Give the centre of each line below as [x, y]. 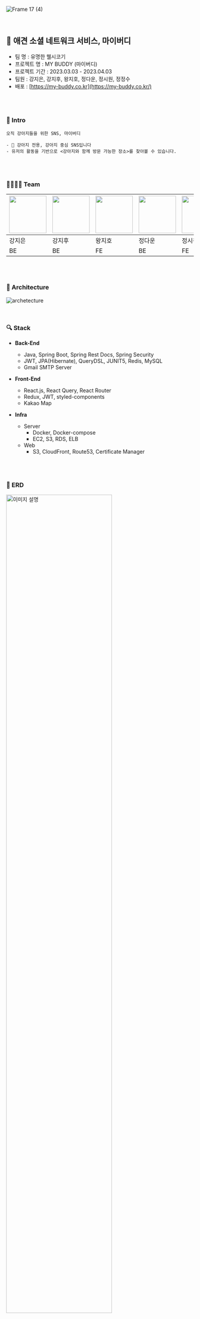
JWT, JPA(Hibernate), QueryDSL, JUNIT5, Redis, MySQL [93, 361]
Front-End [27, 379]
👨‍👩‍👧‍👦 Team [23, 184]
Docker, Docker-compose [64, 432]
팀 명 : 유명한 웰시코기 [40, 56]
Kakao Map [37, 403]
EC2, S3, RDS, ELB [55, 439]
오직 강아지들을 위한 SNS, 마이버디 [43, 134]
